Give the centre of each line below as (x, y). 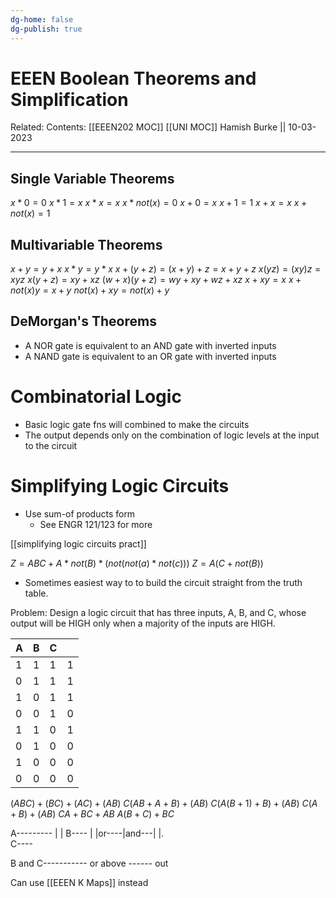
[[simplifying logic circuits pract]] (78, 543)
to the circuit (51, 445)
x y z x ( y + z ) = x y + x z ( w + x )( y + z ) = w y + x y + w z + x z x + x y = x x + (156, 280)
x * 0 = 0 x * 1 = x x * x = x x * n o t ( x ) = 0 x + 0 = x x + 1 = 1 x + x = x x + (159, 203)
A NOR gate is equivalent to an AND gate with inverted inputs (150, 345)
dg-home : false (42, 19)
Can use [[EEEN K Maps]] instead (79, 882)
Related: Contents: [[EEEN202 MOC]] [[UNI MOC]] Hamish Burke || (148, 127)
